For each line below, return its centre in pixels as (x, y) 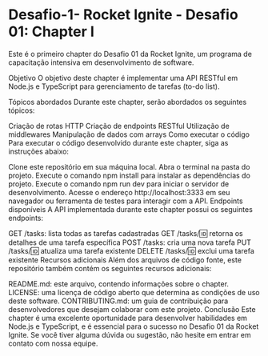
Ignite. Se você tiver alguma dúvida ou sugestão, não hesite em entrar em (130, 334)
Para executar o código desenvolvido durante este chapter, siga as (118, 142)
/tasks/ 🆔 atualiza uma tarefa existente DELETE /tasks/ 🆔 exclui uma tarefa (131, 250)
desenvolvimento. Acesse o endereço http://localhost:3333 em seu (119, 192)
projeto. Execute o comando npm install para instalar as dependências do (129, 175)
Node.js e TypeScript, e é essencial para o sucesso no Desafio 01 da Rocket (134, 326)
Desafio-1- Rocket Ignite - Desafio (123, 15)
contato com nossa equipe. (53, 343)
